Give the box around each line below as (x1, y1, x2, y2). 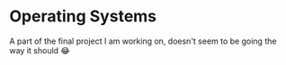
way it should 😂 (9, 45, 70, 55)
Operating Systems (9, 6, 157, 27)
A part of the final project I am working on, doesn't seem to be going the (9, 36, 277, 46)
